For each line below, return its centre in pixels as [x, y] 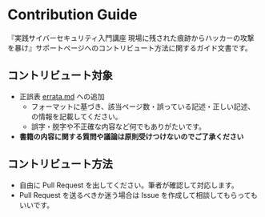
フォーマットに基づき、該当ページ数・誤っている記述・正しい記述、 [143, 106]
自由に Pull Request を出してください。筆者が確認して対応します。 [128, 185]
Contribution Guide [72, 15]
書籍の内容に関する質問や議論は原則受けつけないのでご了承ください [131, 136]
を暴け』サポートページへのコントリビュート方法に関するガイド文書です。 [130, 48]
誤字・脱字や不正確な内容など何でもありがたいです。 [118, 127]
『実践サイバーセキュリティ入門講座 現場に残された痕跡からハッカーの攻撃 [131, 38]
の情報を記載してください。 [76, 116]
